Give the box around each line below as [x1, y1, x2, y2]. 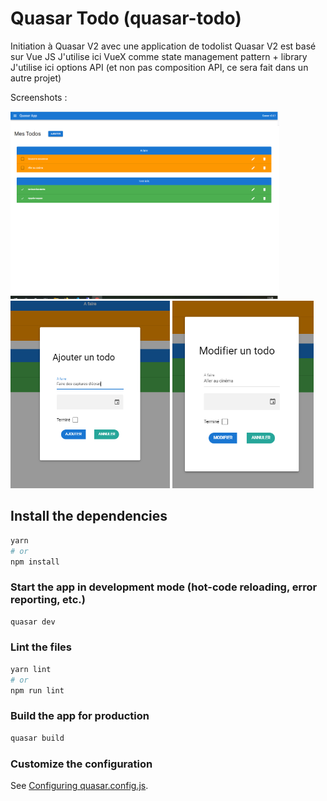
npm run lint [10, 685, 65, 696]
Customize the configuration [10, 757, 153, 771]
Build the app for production [10, 709, 150, 723]
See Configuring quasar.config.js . [10, 779, 149, 791]
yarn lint [10, 664, 52, 674]
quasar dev [10, 617, 56, 627]
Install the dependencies [10, 508, 168, 525]
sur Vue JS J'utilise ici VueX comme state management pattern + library [10, 50, 308, 62]
